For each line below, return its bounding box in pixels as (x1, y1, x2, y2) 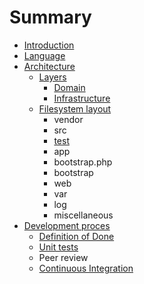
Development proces (23, 219, 111, 231)
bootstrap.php (53, 156, 113, 168)
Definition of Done (38, 230, 115, 242)
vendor (53, 113, 84, 125)
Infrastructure (53, 92, 111, 104)
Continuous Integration (38, 262, 134, 274)
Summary (9, 6, 92, 29)
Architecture (23, 60, 76, 72)
